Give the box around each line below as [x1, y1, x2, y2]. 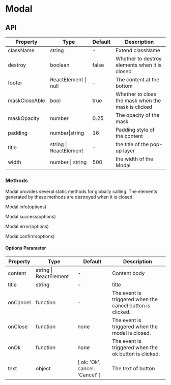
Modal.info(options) [5, 204, 47, 210]
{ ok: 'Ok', [77, 359, 101, 366]
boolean [50, 61, 70, 69]
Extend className [115, 47, 160, 54]
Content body [111, 270, 145, 277]
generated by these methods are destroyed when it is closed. [5, 194, 134, 200]
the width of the [115, 155, 154, 163]
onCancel [8, 299, 31, 306]
